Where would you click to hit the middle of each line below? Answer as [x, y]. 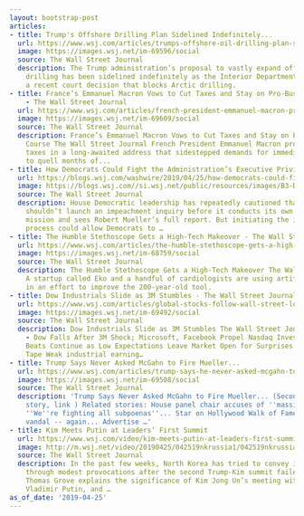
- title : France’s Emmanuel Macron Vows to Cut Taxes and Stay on [137, 93]
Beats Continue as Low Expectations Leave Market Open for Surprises [160, 346]
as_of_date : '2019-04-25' [58, 497]
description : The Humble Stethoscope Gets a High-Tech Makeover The [149, 271]
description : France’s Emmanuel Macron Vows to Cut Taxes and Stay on [153, 136]
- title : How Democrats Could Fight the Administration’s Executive [141, 169]
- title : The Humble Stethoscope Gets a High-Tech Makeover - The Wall [147, 236]
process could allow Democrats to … [95, 228]
